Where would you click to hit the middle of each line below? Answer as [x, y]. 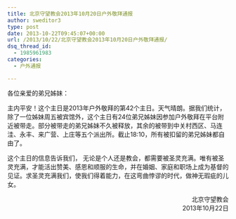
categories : [25, 60]
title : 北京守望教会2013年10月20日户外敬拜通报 [70, 14]
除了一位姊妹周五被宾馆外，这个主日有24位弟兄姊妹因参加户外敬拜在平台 [113, 117]
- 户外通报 [27, 66]
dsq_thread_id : [29, 46]
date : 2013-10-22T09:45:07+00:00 [56, 33]
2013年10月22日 [205, 208]
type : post [23, 27]
